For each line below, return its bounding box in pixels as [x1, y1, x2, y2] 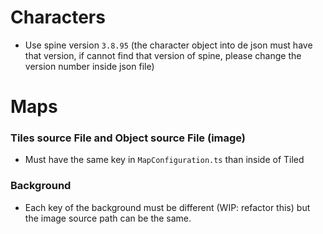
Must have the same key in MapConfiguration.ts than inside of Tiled [24, 154, 305, 166]
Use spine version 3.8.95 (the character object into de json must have [24, 39, 313, 51]
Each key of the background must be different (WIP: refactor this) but [24, 201, 311, 213]
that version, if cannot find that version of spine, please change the [24, 49, 302, 61]
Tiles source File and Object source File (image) [10, 131, 247, 145]
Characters [10, 6, 106, 29]
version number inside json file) [24, 60, 155, 72]
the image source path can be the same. [24, 212, 192, 224]
